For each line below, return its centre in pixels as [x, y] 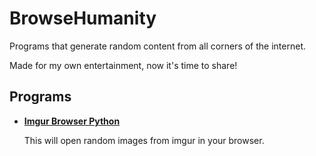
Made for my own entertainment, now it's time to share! [123, 65]
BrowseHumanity [83, 18]
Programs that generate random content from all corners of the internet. [157, 46]
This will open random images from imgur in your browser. [144, 140]
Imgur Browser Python [72, 121]
